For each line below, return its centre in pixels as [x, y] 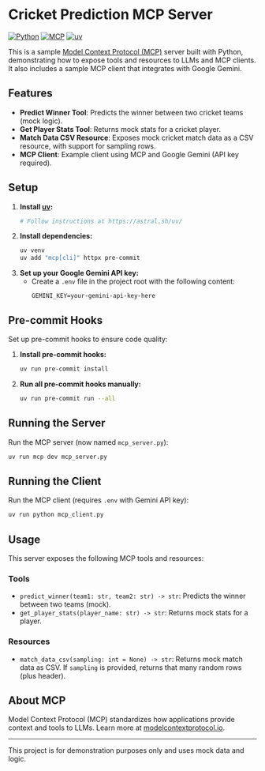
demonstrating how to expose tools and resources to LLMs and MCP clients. [132, 60]
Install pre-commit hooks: [63, 354]
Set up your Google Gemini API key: [79, 273]
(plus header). [43, 675]
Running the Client [55, 481]
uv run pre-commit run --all [67, 398]
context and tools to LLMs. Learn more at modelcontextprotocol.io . [117, 728]
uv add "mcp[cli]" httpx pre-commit [80, 258]
